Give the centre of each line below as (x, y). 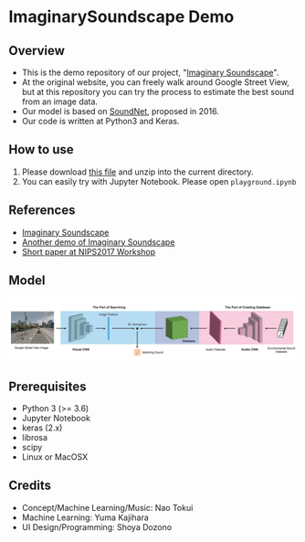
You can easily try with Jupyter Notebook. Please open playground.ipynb (159, 181)
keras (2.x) (42, 428)
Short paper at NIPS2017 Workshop (89, 251)
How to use (41, 149)
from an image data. (59, 101)
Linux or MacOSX (55, 457)
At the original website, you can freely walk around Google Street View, (155, 82)
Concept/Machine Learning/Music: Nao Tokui (107, 507)
